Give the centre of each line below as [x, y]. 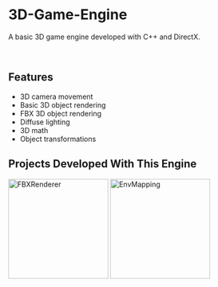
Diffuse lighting [45, 122]
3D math [34, 130]
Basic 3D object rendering [63, 104]
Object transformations [58, 139]
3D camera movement [56, 96]
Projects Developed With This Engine [103, 164]
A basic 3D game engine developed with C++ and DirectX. [105, 37]
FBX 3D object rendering [61, 113]
